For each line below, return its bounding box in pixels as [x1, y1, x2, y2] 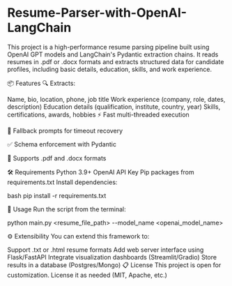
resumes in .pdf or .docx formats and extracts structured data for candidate [7, 57, 224, 66]
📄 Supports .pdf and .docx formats [7, 153, 107, 162]
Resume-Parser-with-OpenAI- [7, 5, 187, 21]
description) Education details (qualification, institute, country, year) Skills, [7, 103, 221, 111]
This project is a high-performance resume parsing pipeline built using [7, 43, 210, 51]
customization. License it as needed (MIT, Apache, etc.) [7, 271, 167, 279]
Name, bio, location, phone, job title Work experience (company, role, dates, [7, 95, 226, 103]
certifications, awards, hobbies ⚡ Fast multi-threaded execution [7, 110, 190, 119]
